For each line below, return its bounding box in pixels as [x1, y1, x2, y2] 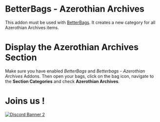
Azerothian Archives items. [5, 24, 60, 30]
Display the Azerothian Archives [5, 42, 139, 53]
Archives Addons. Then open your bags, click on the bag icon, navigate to [5, 73, 154, 79]
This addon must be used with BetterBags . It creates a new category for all [5, 19, 156, 25]
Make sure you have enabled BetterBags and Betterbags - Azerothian [5, 68, 145, 74]
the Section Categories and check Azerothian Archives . [5, 78, 120, 84]
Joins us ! [5, 96, 45, 106]
